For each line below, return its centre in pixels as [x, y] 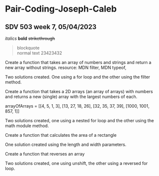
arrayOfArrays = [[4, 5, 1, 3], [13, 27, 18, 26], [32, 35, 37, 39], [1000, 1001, [77, 106]
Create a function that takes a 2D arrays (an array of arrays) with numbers [79, 91]
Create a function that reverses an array [45, 154]
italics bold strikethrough [30, 38]
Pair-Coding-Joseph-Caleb [61, 9]
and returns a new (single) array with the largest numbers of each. [71, 96]
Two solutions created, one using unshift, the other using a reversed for [76, 163]
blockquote [28, 48]
